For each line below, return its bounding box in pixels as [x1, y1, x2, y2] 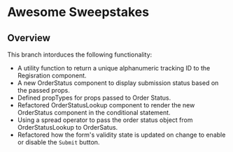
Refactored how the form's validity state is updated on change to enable [17, 130, 226, 139]
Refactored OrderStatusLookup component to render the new [17, 101, 195, 109]
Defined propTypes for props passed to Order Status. [17, 93, 171, 102]
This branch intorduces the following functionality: [7, 50, 153, 59]
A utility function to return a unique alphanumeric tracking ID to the [17, 64, 211, 72]
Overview [7, 32, 51, 44]
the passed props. [17, 86, 70, 94]
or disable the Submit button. [17, 138, 100, 146]
